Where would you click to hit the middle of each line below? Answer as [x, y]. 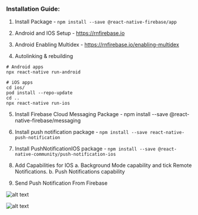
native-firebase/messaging [48, 121]
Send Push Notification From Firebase [61, 183]
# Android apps [25, 67]
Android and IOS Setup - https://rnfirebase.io [70, 33]
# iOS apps [20, 83]
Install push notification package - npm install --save [81, 132]
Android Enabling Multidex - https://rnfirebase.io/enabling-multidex [97, 45]
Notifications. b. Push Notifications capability [70, 172]
